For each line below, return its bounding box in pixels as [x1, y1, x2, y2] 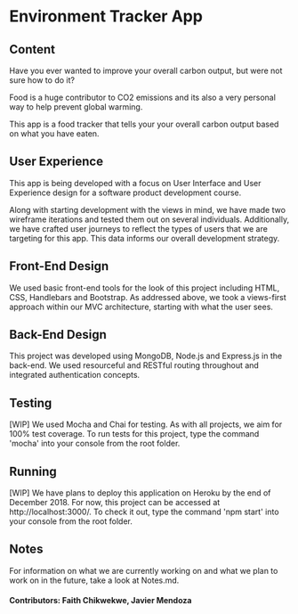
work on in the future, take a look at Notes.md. [9, 575, 180, 585]
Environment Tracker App [9, 6, 203, 27]
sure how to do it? [9, 75, 76, 86]
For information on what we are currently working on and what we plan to [9, 565, 278, 576]
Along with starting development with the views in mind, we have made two [9, 204, 286, 215]
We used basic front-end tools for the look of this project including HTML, [9, 282, 280, 293]
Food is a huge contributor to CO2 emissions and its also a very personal [9, 92, 276, 102]
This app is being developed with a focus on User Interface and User [9, 177, 262, 188]
